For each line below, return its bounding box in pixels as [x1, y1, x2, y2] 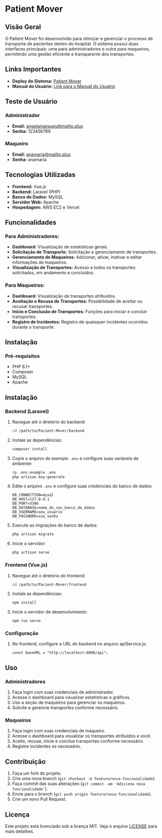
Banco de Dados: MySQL [12, 194, 63, 200]
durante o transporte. [12, 324, 55, 330]
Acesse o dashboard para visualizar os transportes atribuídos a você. [12, 733, 152, 739]
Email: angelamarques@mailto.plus [12, 123, 84, 129]
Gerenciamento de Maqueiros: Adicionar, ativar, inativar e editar [12, 254, 142, 260]
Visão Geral [5, 23, 41, 31]
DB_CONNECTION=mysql [12, 493, 54, 498]
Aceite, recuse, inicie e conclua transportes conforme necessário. [12, 738, 144, 744]
